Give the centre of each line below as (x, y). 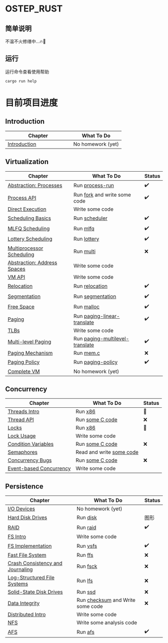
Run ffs (85, 555)
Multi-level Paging (29, 342)
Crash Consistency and (35, 563)
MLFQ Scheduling (29, 228)
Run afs (86, 632)
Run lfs (85, 581)
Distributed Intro (27, 614)
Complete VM (24, 371)
